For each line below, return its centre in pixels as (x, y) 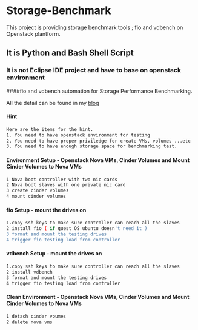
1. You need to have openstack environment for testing (78, 135)
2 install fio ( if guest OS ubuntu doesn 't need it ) (77, 229)
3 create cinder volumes (38, 191)
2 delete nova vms (29, 322)
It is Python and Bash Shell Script (70, 53)
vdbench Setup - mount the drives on (54, 254)
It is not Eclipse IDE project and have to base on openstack (94, 70)
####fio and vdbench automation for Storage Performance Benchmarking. (99, 91)
